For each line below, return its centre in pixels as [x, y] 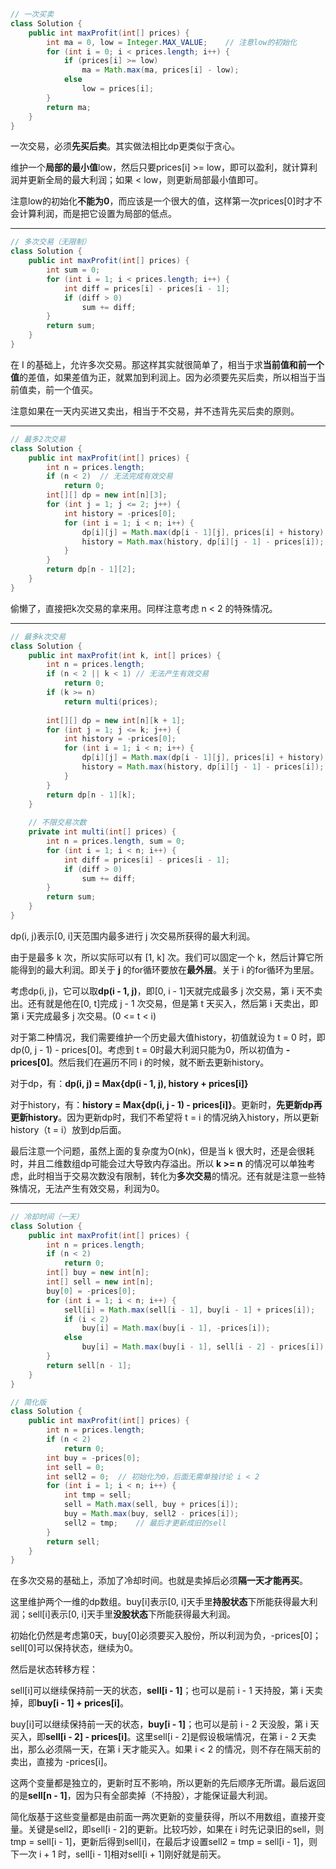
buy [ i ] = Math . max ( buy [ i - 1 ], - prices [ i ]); [176, 1328]
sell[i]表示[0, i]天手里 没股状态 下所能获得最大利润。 [131, 1614]
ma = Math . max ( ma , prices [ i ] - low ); [160, 70]
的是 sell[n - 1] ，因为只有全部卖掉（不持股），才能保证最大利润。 [141, 1796]
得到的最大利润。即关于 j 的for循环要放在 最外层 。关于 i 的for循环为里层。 [169, 969]
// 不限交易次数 [57, 823]
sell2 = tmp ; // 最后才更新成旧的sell [145, 1523]
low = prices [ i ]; [118, 89]
